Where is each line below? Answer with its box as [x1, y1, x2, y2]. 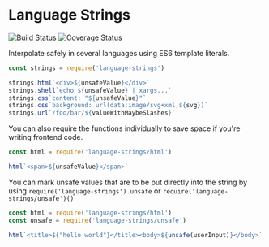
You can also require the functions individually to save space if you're [8, 123, 241, 133]
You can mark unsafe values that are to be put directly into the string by [8, 177, 248, 187]
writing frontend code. [8, 132, 83, 142]
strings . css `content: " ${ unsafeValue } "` [8, 93, 147, 102]
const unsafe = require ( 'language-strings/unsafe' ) [8, 216, 186, 224]
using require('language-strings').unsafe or [8, 185, 161, 196]
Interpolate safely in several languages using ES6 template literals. [8, 48, 230, 58]
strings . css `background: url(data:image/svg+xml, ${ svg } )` [8, 102, 208, 110]
